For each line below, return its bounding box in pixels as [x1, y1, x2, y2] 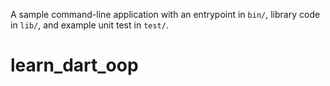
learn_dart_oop [10, 54, 139, 77]
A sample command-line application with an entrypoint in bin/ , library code [10, 9, 321, 20]
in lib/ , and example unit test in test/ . [10, 19, 169, 31]
